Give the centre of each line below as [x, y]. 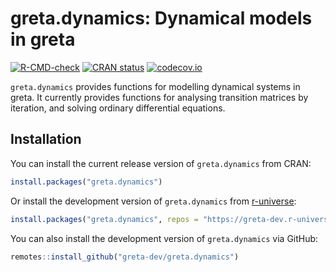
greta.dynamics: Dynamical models [161, 18]
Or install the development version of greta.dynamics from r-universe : [153, 201]
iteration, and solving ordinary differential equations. [118, 108]
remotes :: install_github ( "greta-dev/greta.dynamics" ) [125, 257]
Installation [46, 139]
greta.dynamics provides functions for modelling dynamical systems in [155, 86]
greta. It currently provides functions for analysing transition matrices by [159, 97]
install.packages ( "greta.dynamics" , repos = [104, 219]
